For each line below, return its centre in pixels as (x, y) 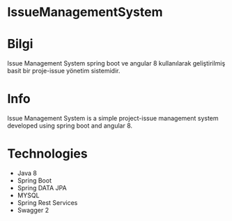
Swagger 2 (33, 210)
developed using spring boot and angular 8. (70, 125)
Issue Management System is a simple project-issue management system (113, 119)
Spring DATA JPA (42, 188)
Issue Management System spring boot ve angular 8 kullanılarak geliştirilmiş (116, 63)
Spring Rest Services (47, 203)
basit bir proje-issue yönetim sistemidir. (64, 71)
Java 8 (27, 173)
